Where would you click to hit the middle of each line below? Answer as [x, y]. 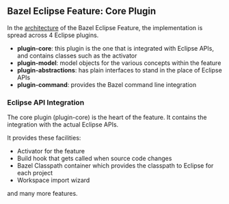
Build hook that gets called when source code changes [94, 158]
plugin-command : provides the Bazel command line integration [107, 84]
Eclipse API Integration [46, 102]
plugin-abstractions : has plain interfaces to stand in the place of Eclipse [119, 70]
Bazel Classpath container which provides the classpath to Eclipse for [115, 166]
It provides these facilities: [44, 138]
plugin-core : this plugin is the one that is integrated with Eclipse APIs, [115, 48]
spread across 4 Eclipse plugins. [53, 35]
